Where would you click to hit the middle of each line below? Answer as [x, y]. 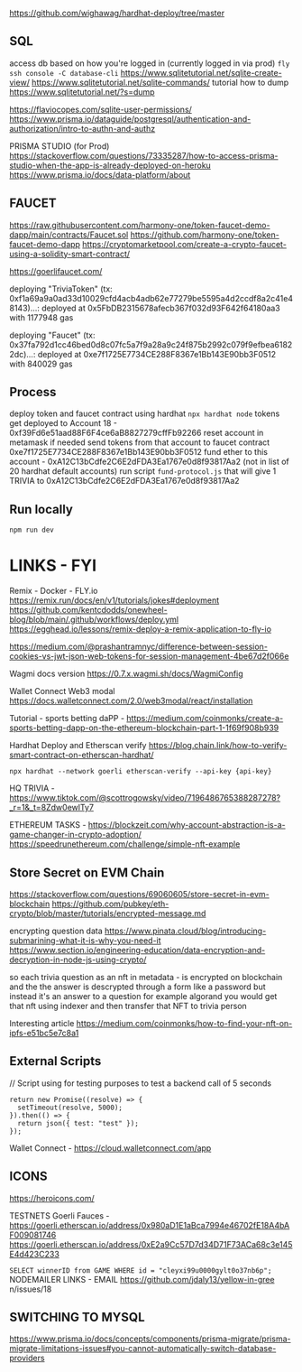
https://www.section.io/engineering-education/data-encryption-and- [137, 950]
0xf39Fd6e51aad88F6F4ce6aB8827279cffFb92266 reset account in [137, 433]
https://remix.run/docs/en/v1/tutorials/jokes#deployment [114, 600]
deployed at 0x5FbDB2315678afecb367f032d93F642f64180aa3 [161, 308]
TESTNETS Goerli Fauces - [59, 1215]
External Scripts [55, 1061]
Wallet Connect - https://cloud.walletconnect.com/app [110, 1148]
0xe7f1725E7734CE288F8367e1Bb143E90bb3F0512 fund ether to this [139, 452]
